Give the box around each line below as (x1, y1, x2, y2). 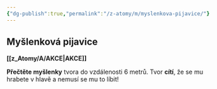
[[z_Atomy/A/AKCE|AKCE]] (6, 54, 87, 63)
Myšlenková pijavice (6, 36, 98, 48)
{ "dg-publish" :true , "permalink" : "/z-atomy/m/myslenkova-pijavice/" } (6, 10, 210, 17)
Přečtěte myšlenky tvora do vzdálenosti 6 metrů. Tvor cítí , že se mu (6, 67, 204, 76)
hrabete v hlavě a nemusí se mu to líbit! (6, 75, 119, 83)
